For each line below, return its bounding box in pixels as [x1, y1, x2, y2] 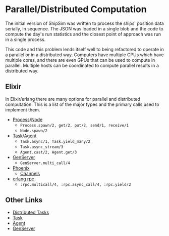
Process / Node [12, 116, 43, 123]
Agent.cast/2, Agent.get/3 [20, 149, 77, 155]
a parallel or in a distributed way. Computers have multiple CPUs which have [5, 52, 164, 58]
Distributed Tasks [12, 209, 49, 215]
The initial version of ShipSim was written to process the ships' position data [5, 20, 164, 26]
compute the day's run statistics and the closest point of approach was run [5, 31, 161, 37]
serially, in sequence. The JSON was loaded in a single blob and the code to [5, 25, 163, 31]
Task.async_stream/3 [20, 144, 64, 149]
